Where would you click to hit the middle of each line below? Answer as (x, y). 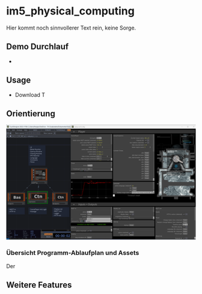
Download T (30, 95)
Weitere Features (39, 285)
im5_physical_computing (71, 11)
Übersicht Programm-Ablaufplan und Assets (73, 253)
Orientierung (31, 114)
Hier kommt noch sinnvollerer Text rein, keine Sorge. (71, 28)
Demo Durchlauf (38, 47)
